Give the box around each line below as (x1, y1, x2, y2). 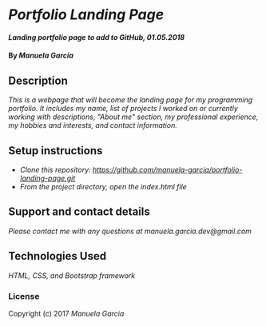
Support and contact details (8, 205, 150, 219)
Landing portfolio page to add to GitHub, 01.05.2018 (8, 32, 185, 42)
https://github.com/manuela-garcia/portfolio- (92, 165, 243, 174)
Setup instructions (8, 144, 103, 157)
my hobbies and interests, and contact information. (8, 121, 177, 130)
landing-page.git (19, 173, 76, 183)
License (8, 290, 40, 301)
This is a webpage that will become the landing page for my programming (8, 95, 253, 105)
